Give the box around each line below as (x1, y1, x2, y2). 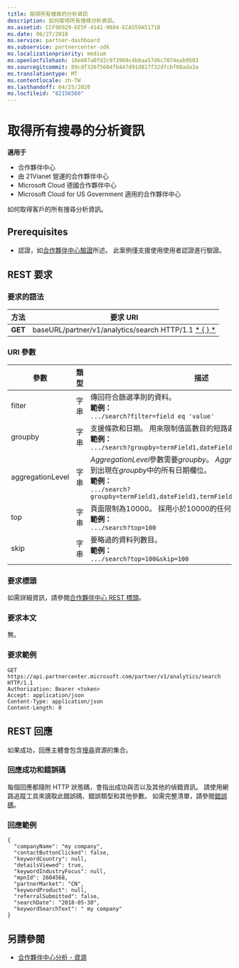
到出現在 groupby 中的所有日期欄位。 (90, 465, 211, 475)
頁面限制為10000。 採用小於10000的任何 (90, 504, 231, 514)
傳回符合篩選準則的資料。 (90, 392, 176, 402)
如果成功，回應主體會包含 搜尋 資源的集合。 (7, 745, 132, 754)
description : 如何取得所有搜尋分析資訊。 (7, 17, 118, 24)
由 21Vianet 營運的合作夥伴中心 (17, 172, 109, 180)
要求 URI (110, 312, 139, 322)
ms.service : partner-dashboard (7, 37, 100, 44)
